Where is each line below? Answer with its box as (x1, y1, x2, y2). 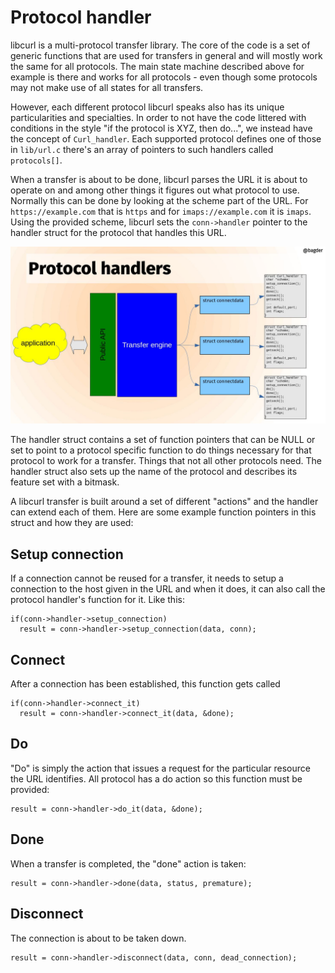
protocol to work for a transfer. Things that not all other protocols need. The (10, 455, 322, 467)
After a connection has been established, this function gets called (10, 678, 281, 690)
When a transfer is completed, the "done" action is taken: (10, 857, 247, 870)
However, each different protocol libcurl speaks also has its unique (10, 101, 285, 113)
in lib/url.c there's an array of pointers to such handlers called (10, 143, 274, 155)
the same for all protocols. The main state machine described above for (10, 60, 305, 72)
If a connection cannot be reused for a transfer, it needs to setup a (10, 572, 284, 585)
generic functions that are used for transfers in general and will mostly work (10, 49, 323, 61)
